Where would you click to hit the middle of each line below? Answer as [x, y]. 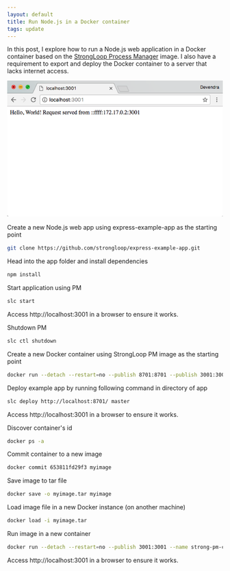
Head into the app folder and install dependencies [78, 261]
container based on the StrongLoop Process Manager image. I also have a [112, 57]
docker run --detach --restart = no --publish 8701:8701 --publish [102, 375]
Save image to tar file [37, 481]
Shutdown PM [27, 327]
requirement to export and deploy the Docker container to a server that [107, 64]
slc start [21, 302]
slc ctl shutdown [32, 341]
